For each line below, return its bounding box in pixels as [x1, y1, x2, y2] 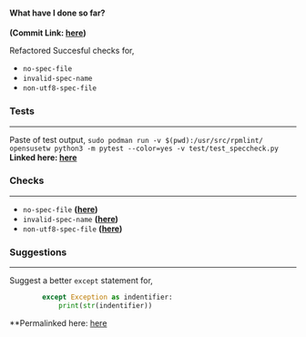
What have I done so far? [9, 7, 106, 18]
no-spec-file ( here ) [22, 203, 98, 214]
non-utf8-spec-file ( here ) [22, 223, 123, 234]
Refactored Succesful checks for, [9, 46, 135, 56]
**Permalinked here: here [9, 317, 107, 328]
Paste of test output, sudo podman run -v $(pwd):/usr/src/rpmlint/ [9, 134, 264, 145]
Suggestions [9, 246, 67, 259]
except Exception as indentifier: [42, 292, 173, 302]
